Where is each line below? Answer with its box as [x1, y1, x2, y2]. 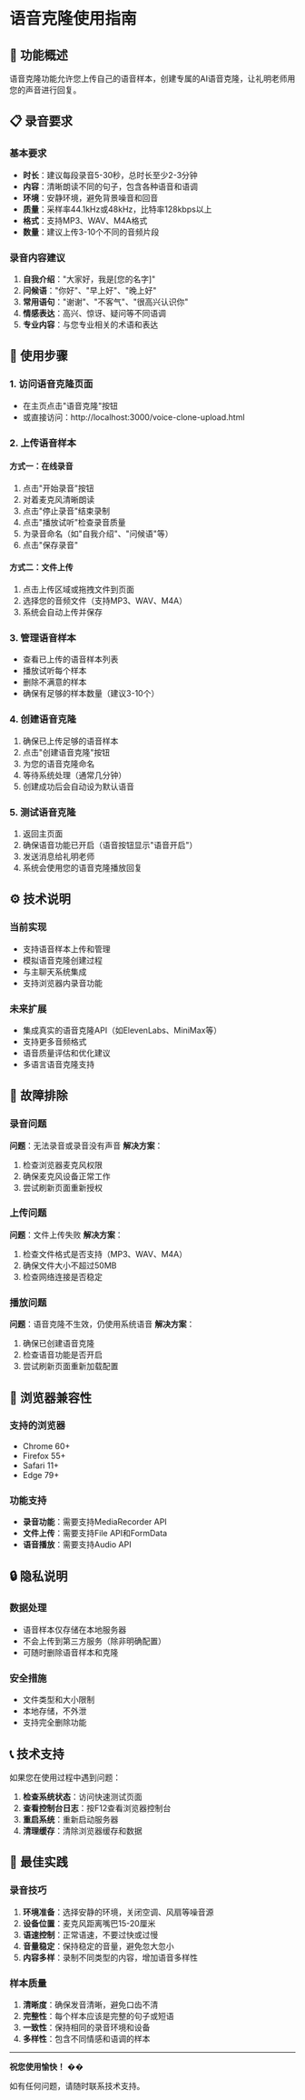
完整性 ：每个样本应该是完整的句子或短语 [22, 2010, 174, 2021]
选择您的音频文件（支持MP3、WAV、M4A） [22, 595, 188, 605]
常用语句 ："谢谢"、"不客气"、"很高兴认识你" [22, 296, 189, 307]
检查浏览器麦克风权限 [22, 1159, 103, 1170]
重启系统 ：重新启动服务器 [22, 1814, 119, 1825]
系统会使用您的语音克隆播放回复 [22, 862, 143, 873]
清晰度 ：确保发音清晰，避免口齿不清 [22, 1999, 159, 2010]
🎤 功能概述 [9, 47, 68, 63]
